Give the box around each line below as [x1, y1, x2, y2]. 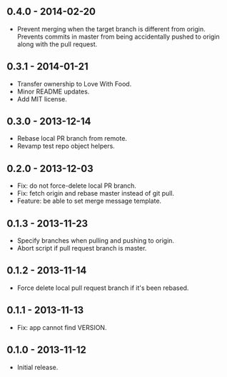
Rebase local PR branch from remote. [16, 134, 128, 143]
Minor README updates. [16, 87, 90, 96]
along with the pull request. [16, 39, 98, 49]
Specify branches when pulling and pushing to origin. [16, 236, 175, 245]
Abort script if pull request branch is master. [16, 244, 147, 253]
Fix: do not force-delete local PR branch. [16, 181, 137, 190]
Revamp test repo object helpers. [16, 142, 115, 151]
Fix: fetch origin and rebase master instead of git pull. [16, 189, 175, 198]
